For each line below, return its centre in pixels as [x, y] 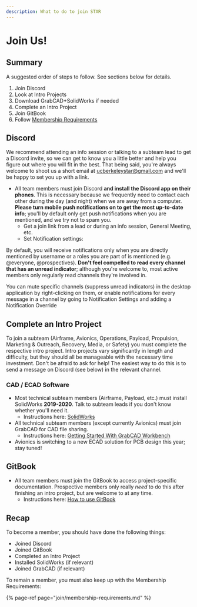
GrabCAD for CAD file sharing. [51, 429]
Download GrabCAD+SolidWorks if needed [67, 100]
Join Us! [26, 40]
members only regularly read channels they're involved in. [76, 275]
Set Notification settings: [53, 239]
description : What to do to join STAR [54, 12]
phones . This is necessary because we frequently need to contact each [102, 195]
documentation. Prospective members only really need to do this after [99, 487]
